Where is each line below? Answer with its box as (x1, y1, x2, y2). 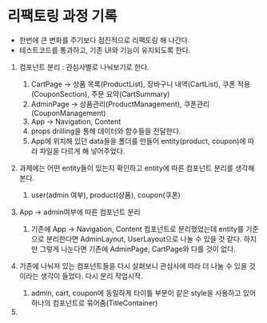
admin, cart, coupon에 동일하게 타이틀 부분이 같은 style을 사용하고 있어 (30, 288, 257, 297)
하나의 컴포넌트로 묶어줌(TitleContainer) (30, 297, 158, 308)
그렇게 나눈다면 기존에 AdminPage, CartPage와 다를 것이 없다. (39, 244, 237, 253)
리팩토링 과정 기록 (7, 7, 118, 26)
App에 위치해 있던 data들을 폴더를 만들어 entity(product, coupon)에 (30, 136, 246, 146)
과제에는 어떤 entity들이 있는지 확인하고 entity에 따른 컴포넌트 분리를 (18, 163, 233, 173)
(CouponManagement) (30, 108, 106, 118)
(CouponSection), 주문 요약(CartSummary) (30, 89, 170, 98)
